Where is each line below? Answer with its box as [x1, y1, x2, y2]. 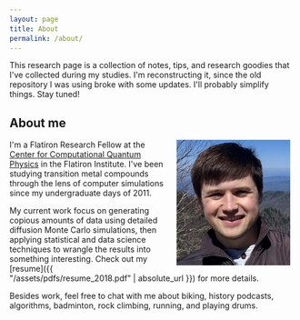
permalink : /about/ [9, 34, 84, 43]
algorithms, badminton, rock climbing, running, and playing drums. [9, 300, 258, 311]
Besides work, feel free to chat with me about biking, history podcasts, [9, 291, 275, 302]
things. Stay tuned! [9, 89, 80, 100]
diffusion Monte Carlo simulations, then [9, 225, 157, 235]
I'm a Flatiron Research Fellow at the [9, 139, 145, 150]
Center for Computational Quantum [9, 149, 142, 160]
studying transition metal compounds [9, 168, 149, 179]
